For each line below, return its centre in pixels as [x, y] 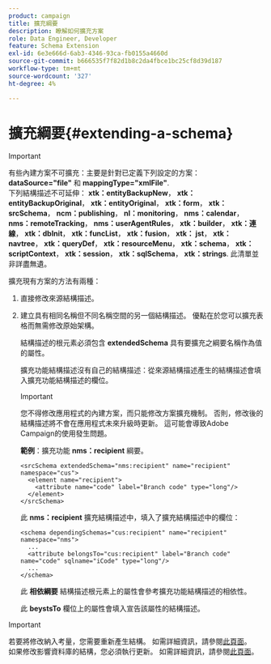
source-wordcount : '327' [50, 76]
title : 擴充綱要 [33, 23]
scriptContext [32, 254]
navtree [22, 244]
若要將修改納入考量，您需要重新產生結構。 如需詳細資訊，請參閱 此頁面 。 [130, 641]
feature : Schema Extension [54, 46]
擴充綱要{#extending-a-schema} [121, 133]
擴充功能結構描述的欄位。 [70, 381]
